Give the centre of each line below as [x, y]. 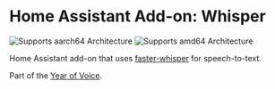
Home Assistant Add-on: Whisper [137, 16]
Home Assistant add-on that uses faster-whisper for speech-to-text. [136, 58]
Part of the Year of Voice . [56, 75]
